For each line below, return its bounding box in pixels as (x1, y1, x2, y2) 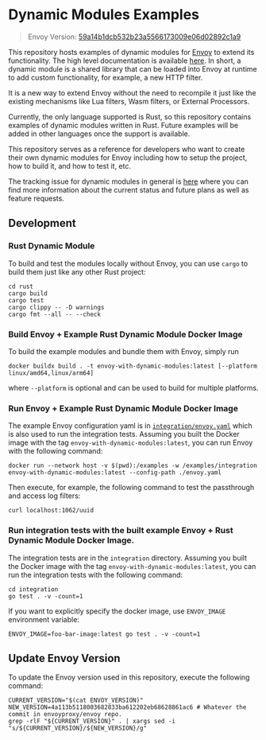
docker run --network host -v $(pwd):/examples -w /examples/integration (8, 462, 258, 470)
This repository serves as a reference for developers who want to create (8, 144, 245, 154)
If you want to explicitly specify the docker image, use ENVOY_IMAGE (8, 606, 226, 616)
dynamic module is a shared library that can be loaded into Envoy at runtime (8, 64, 257, 73)
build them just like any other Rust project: (8, 267, 146, 276)
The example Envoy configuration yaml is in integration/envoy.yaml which (8, 421, 253, 430)
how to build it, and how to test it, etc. (8, 161, 131, 170)
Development (8, 216, 77, 230)
